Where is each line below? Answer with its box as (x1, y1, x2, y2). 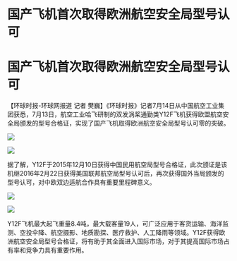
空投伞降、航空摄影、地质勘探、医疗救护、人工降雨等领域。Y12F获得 (19, 229, 219, 237)
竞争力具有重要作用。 (25, 246, 88, 255)
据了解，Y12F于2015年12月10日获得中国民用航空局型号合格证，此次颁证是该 (7, 160, 228, 169)
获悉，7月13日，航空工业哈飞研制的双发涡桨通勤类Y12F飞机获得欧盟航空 (13, 110, 224, 119)
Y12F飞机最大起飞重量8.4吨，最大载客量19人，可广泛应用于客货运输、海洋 (7, 219, 223, 228)
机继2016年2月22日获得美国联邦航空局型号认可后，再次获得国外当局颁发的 (7, 169, 224, 178)
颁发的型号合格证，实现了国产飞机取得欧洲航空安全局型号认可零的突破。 (19, 119, 230, 128)
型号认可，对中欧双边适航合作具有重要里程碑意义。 (7, 178, 156, 187)
